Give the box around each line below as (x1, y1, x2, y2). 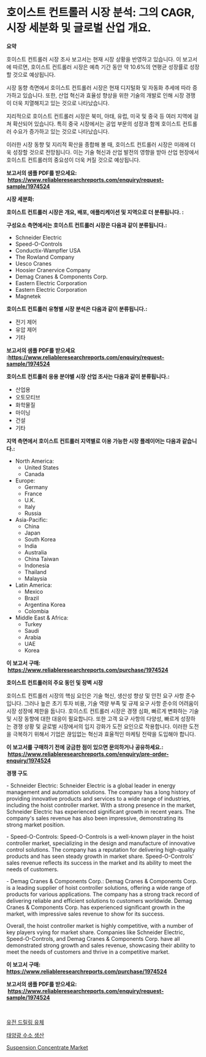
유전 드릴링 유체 (6, 1018, 45, 1026)
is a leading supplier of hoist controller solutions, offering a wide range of (6, 884, 192, 891)
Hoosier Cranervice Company (15, 266, 91, 273)
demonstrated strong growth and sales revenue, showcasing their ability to (6, 941, 196, 949)
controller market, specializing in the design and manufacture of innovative (6, 839, 196, 847)
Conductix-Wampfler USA (15, 246, 81, 254)
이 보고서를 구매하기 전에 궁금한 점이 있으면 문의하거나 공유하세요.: (6, 743, 164, 750)
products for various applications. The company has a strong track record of (6, 890, 200, 898)
